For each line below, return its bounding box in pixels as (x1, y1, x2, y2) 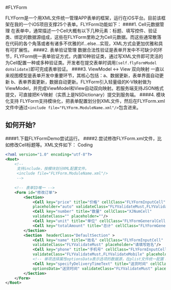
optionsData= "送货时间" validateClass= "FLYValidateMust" (32, 266, 153, 271)
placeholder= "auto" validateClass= (32, 204, 108, 209)
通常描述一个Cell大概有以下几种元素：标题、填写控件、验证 (33, 28, 158, 34)
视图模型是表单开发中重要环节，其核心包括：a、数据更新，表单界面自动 (9, 73, 159, 78)
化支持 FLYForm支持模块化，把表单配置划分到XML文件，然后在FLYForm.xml (5, 98, 165, 104)
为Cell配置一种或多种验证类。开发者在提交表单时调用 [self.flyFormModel (5, 60, 157, 65)
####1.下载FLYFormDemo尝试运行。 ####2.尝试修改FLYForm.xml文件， (5, 135, 158, 141)
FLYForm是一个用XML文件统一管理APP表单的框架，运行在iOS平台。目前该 (5, 15, 161, 21)
